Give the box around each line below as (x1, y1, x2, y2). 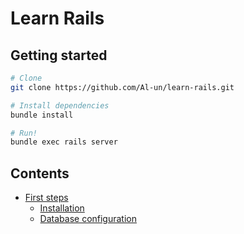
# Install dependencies (10, 100, 110, 111)
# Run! (10, 128, 38, 138)
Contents (10, 165, 70, 182)
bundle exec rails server (10, 137, 118, 147)
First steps (24, 192, 69, 204)
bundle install (10, 110, 74, 120)
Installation (39, 202, 85, 214)
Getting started (10, 47, 108, 64)
